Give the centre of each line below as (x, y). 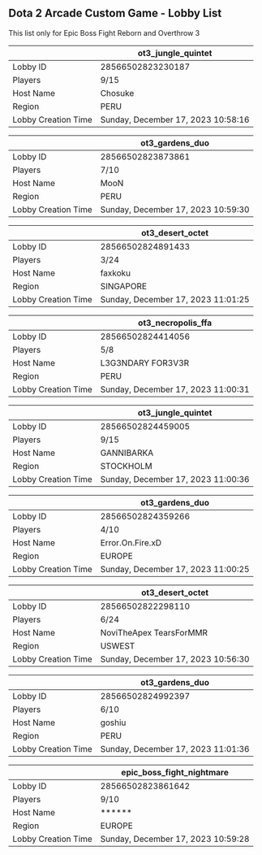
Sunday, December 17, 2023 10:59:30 (175, 209)
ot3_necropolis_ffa (175, 323)
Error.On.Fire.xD (131, 542)
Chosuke (117, 93)
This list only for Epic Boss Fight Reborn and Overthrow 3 (104, 33)
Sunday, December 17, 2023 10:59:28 (175, 839)
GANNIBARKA (127, 453)
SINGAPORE (124, 286)
